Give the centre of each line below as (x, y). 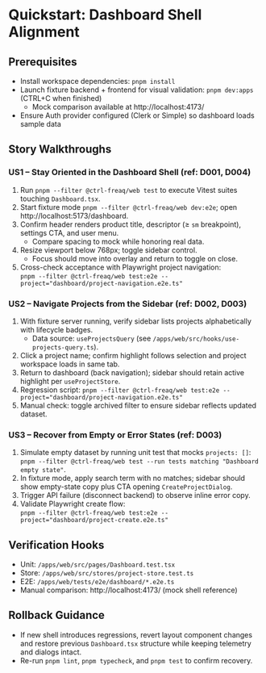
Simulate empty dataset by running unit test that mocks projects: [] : (135, 453)
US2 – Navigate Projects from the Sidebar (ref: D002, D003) (128, 303)
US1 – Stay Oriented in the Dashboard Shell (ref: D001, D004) (130, 173)
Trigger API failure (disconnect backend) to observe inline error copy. (135, 495)
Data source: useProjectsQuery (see (91, 338)
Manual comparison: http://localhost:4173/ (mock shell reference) (129, 590)
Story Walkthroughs (60, 150)
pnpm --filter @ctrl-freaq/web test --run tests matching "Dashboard (139, 462)
